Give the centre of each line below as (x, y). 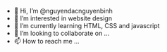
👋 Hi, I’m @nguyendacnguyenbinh (63, 11)
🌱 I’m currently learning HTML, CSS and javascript (87, 26)
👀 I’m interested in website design (63, 18)
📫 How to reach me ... (47, 41)
